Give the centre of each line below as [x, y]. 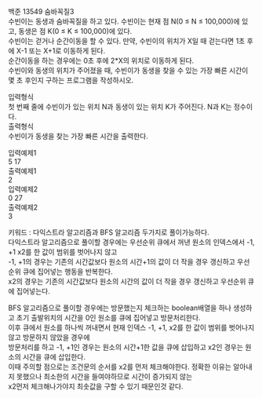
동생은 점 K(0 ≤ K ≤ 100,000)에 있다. [75, 31]
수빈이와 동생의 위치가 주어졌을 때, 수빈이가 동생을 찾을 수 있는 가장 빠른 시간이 [128, 70]
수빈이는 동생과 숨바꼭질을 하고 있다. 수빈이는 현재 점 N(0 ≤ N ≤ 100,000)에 [124, 21]
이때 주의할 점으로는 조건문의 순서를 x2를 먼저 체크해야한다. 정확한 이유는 [120, 367]
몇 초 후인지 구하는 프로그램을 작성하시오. [71, 80]
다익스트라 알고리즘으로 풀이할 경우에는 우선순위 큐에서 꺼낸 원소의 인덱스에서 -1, [131, 242]
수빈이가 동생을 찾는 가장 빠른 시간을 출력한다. [78, 136]
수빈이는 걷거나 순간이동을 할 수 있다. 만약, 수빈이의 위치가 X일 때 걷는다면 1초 [127, 41]
